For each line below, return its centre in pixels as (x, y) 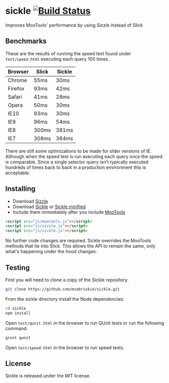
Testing (18, 268)
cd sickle (16, 308)
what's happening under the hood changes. (51, 252)
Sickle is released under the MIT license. (48, 376)
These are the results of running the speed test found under (68, 53)
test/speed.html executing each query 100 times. (57, 59)
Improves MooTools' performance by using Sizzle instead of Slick (74, 25)
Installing (20, 189)
